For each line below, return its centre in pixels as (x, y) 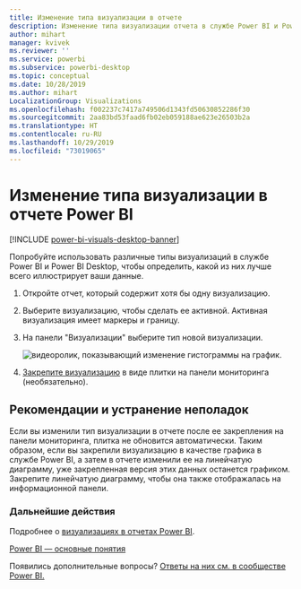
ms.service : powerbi (48, 59)
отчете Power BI (72, 214)
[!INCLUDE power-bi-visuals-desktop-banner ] (95, 239)
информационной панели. (59, 489)
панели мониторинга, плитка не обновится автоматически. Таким (136, 441)
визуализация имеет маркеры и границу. (101, 320)
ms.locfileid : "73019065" (57, 151)
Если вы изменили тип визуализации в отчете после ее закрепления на (146, 431)
